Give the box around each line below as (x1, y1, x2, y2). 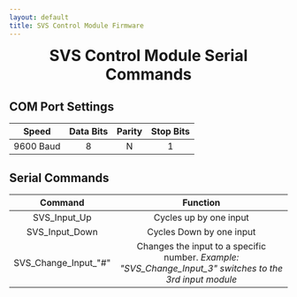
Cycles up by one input (153, 211, 249, 224)
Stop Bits (150, 126, 190, 138)
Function (182, 196, 221, 209)
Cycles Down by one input (147, 226, 256, 239)
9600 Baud (13, 141, 61, 153)
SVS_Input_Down (26, 226, 99, 239)
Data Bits (69, 126, 109, 138)
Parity (116, 126, 143, 138)
